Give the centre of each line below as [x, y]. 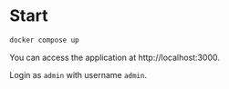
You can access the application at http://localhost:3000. [115, 57]
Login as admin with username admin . [78, 74]
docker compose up [44, 40]
